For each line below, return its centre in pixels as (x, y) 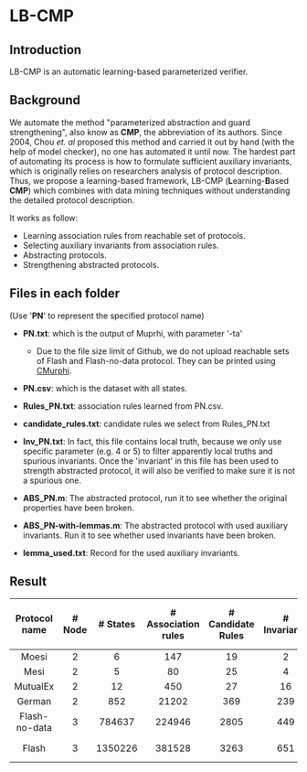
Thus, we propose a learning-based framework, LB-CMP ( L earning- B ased (149, 180)
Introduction (46, 50)
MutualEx (34, 687)
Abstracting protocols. (64, 255)
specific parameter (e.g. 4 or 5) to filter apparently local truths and (148, 451)
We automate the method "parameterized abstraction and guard (130, 122)
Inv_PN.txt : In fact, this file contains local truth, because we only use (152, 441)
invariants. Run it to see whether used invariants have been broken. (149, 535)
